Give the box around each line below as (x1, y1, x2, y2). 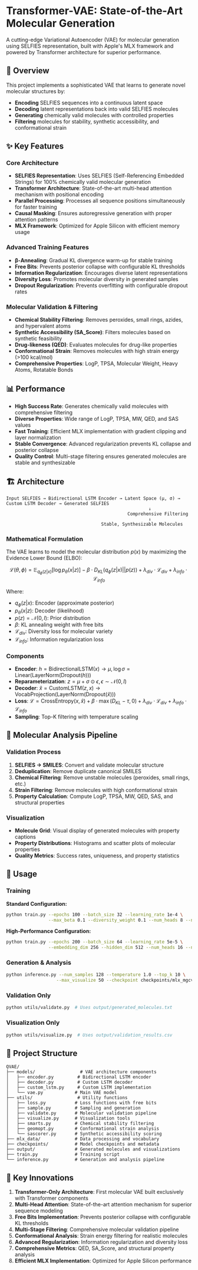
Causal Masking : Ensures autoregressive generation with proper (14, 210, 172, 217)
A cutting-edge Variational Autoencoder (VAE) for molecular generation (6, 36, 180, 43)
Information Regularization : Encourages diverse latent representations (14, 269, 188, 276)
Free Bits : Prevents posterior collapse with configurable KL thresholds (14, 263, 185, 270)
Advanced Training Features (6, 243, 90, 252)
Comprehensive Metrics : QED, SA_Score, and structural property (14, 1245, 174, 1252)
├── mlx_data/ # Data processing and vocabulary (6, 1136, 160, 1142)
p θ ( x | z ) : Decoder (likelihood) (14, 607, 84, 615)
